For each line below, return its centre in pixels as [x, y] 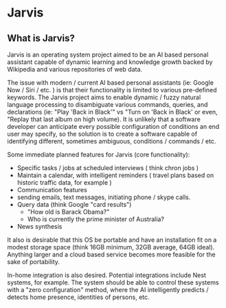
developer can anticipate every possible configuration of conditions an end [113, 126]
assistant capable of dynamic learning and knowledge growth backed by [110, 62]
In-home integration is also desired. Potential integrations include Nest [106, 275]
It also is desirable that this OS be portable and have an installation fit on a [112, 240]
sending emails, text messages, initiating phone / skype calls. [104, 197]
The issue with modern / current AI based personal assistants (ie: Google [111, 83]
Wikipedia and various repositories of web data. [75, 69]
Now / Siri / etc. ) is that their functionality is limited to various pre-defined [112, 90]
